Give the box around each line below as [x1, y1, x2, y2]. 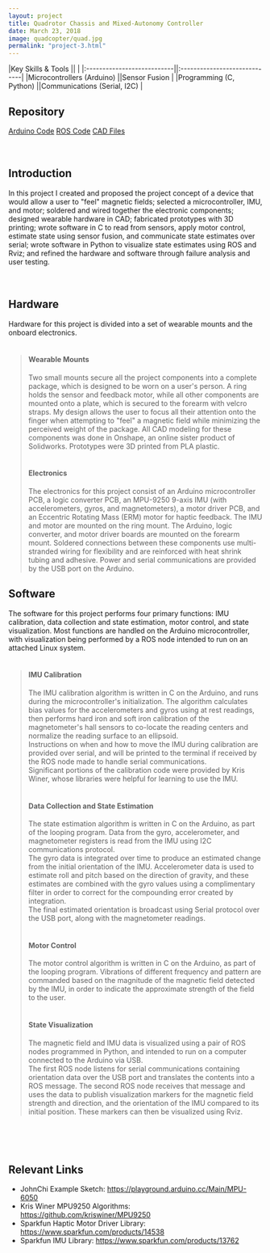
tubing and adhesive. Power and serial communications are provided [27, 555, 256, 564]
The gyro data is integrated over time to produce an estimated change [27, 854, 261, 863]
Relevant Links [8, 1162, 84, 1176]
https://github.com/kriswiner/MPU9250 [19, 1210, 152, 1220]
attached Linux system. [8, 643, 86, 652]
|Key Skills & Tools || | [8, 64, 81, 74]
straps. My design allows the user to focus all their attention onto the [27, 407, 256, 416]
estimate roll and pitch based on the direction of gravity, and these [27, 871, 249, 880]
